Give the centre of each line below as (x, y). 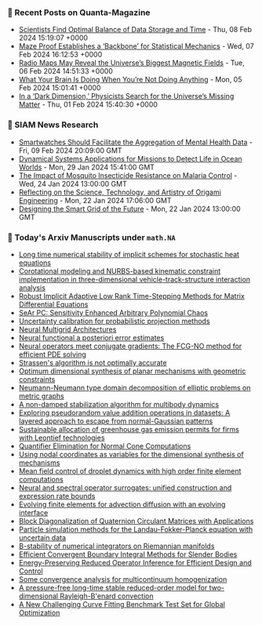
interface (33, 512)
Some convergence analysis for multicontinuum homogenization (123, 579)
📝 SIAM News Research (53, 125)
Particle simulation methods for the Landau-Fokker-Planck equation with (135, 529)
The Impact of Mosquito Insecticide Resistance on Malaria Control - (128, 175)
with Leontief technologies (62, 438)
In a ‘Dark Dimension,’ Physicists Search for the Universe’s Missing (126, 96)
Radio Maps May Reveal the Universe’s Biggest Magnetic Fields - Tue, (131, 63)
